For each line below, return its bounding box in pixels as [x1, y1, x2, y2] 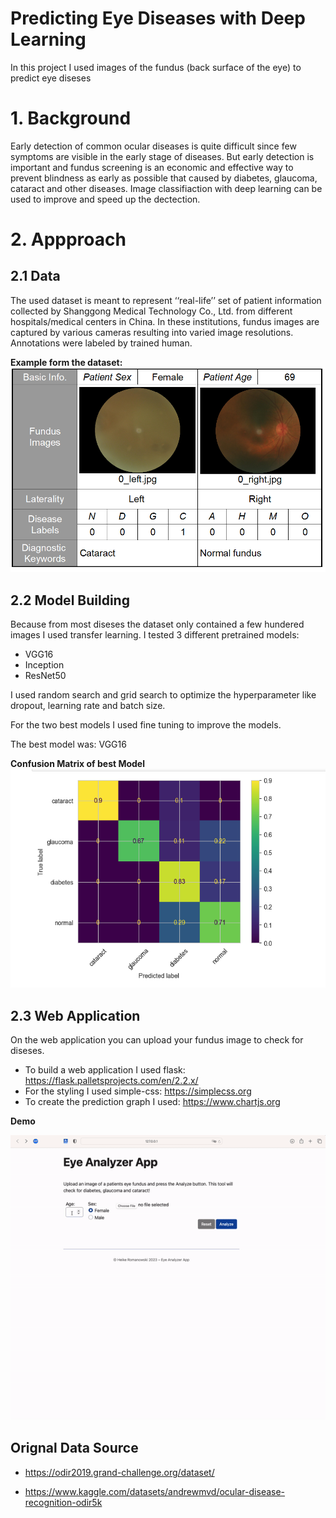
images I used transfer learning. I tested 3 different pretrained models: [10, 629, 300, 641]
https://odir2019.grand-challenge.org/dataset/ [24, 1466, 215, 1478]
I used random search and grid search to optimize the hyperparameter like [10, 689, 317, 701]
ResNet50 [24, 670, 67, 682]
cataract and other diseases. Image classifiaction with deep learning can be [10, 182, 323, 194]
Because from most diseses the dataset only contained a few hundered [10, 618, 305, 631]
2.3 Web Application [10, 1007, 141, 1024]
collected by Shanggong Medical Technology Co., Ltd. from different [10, 305, 293, 317]
